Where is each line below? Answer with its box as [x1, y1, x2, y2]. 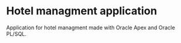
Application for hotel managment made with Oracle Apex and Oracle [6, 24, 176, 31]
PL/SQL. [6, 30, 27, 37]
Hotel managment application [6, 4, 158, 18]
